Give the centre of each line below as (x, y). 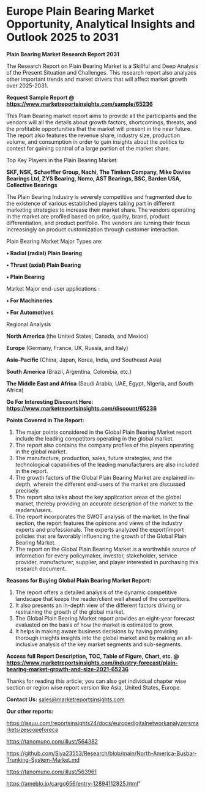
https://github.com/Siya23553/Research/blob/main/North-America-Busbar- (102, 753)
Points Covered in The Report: (45, 420)
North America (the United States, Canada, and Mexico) (77, 336)
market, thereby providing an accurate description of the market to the (104, 504)
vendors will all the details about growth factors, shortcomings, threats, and (102, 122)
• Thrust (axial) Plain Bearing (44, 265)
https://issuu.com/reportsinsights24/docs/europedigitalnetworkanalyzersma (102, 723)
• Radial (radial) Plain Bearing (44, 253)
